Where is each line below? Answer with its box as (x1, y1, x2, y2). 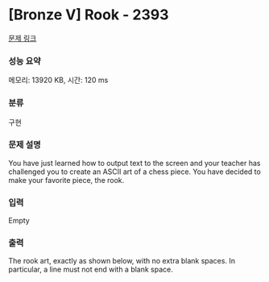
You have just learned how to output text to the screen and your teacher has (8, 158, 261, 168)
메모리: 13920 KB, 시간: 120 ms (8, 75, 109, 85)
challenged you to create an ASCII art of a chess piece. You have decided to (8, 167, 262, 176)
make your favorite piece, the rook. (8, 175, 125, 185)
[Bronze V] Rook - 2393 (8, 6, 169, 24)
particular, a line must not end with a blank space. (8, 264, 173, 275)
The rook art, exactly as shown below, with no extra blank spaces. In (8, 256, 236, 266)
